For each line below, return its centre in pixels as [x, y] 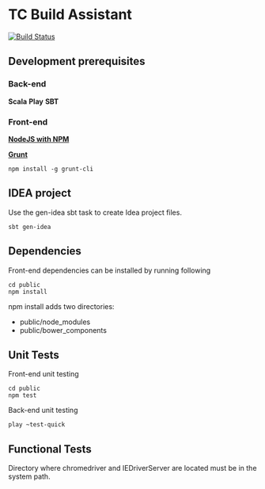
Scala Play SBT [34, 101]
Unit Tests [34, 355]
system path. [29, 476]
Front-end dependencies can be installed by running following [110, 270]
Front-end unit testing [44, 374]
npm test [23, 395]
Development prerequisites [77, 61]
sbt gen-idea [30, 227]
